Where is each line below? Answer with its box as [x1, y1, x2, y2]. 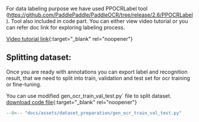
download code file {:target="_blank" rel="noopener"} [6, 98, 138, 105]
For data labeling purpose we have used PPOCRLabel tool [6, 5, 148, 12]
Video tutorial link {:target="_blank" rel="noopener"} [6, 36, 133, 42]
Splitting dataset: [6, 53, 71, 63]
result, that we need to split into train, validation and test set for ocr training [6, 74, 190, 82]
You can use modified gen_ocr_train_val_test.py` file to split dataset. [6, 92, 172, 99]
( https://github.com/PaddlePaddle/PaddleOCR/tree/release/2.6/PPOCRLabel [6, 11, 193, 18]
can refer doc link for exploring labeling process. [6, 24, 125, 31]
